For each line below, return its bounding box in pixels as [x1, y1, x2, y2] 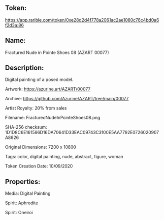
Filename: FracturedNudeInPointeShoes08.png [5, 115, 100, 121]
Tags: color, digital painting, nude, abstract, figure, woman [5, 154, 124, 160]
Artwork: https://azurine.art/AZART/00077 [5, 86, 91, 92]
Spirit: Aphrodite [5, 200, 38, 206]
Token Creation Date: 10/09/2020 [5, 163, 73, 169]
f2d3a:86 [5, 22, 24, 28]
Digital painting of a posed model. [5, 77, 74, 82]
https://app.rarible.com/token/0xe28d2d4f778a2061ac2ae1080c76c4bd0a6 [5, 17, 159, 23]
